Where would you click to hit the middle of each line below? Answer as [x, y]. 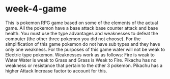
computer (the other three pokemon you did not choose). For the [73, 39]
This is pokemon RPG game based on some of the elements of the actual [82, 23]
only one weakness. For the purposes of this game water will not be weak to [85, 49]
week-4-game [36, 9]
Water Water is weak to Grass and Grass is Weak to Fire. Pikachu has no [81, 60]
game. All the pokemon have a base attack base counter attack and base [82, 28]
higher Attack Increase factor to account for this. [56, 70]
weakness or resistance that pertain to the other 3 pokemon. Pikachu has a [84, 65]
